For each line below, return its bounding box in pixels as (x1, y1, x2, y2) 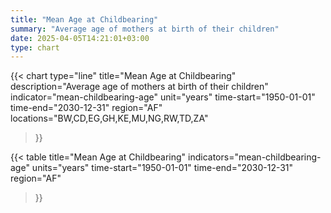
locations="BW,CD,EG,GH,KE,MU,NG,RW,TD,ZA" (10, 112, 209, 125)
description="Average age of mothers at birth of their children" (10, 81, 269, 93)
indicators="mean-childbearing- (188, 151, 322, 163)
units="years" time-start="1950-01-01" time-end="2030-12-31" (31, 162, 294, 174)
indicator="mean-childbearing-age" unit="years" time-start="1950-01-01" (10, 91, 316, 103)
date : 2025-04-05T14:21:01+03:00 (10, 33, 150, 43)
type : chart (10, 42, 60, 53)
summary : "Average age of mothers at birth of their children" (10, 24, 280, 34)
